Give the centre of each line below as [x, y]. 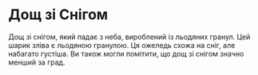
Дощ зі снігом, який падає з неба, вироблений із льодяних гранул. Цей [129, 37]
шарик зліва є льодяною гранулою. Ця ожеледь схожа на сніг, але [122, 45]
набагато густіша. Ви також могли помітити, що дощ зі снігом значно [126, 53]
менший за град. [37, 62]
